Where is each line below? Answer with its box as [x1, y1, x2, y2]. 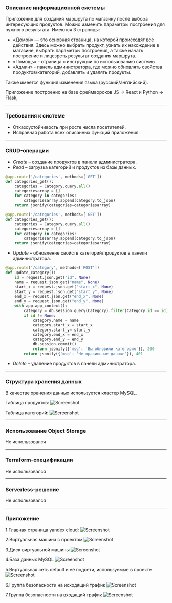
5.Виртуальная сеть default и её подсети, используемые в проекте [5, 567, 152, 573]
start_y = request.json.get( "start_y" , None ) [14, 289, 114, 294]
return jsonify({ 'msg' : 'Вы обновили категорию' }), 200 [32, 346, 155, 352]
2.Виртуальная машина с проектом [5, 537, 83, 543]
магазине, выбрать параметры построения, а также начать [12, 48, 143, 54]
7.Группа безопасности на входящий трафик [5, 592, 102, 598]
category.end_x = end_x [32, 332, 83, 337]
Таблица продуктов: [5, 400, 50, 406]
